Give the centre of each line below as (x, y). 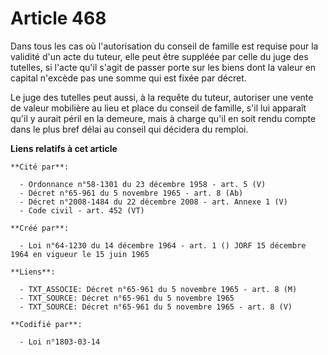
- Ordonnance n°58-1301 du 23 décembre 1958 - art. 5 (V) (143, 184)
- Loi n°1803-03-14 (60, 342)
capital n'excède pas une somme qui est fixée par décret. (128, 78)
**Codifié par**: (46, 324)
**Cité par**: (40, 167)
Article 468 (58, 18)
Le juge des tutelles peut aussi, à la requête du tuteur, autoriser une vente (162, 97)
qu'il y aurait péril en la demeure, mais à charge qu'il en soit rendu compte (163, 118)
